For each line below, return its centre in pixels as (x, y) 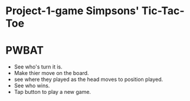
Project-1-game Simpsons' (73, 11)
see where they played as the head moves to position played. (89, 79)
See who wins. (32, 86)
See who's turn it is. (38, 67)
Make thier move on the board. (51, 73)
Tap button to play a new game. (53, 92)
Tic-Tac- (163, 11)
